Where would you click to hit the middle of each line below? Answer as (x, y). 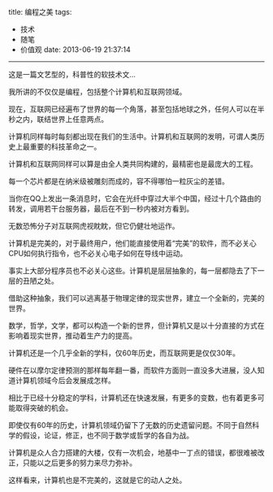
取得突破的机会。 (44, 408)
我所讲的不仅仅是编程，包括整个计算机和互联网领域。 (97, 91)
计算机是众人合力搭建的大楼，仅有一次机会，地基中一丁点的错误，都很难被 (133, 453)
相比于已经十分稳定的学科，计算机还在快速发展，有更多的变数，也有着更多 (133, 398)
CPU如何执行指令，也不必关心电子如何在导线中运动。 (98, 253)
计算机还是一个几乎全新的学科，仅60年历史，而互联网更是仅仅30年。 (124, 353)
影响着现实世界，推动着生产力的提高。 (72, 335)
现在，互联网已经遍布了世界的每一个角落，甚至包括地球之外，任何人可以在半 (136, 109)
